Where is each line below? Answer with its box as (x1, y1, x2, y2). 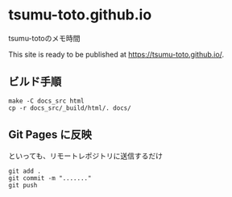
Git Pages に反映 (8, 128, 93, 142)
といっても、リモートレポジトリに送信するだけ (8, 151, 164, 161)
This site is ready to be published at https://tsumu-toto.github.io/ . (8, 49, 224, 59)
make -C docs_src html (8, 97, 85, 105)
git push (8, 181, 38, 189)
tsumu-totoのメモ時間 (8, 33, 81, 43)
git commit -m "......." (8, 174, 92, 182)
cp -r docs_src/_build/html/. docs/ (8, 103, 131, 112)
